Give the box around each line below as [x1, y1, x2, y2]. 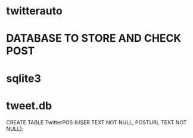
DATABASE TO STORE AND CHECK [6, 32, 182, 45]
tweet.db [6, 99, 52, 112]
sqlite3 [6, 72, 42, 85]
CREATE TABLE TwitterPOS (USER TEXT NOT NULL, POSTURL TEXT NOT [6, 118, 187, 126]
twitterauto [6, 4, 63, 18]
